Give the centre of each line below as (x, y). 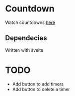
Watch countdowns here (30, 22)
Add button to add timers (38, 84)
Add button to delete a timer (41, 89)
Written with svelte (24, 50)
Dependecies (26, 38)
